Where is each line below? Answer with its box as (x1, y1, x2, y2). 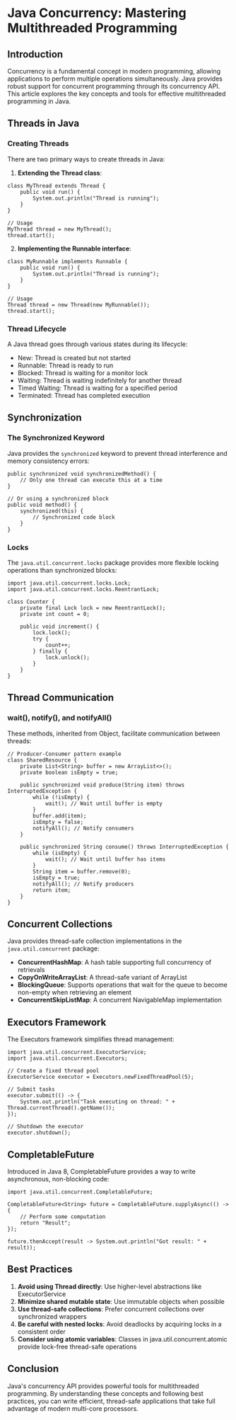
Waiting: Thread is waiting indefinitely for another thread (17, 376, 182, 384)
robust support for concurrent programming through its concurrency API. (7, 82, 220, 90)
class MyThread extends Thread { (7, 182, 106, 189)
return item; (33, 886, 71, 893)
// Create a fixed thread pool (7, 1067, 100, 1075)
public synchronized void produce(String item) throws (20, 781, 185, 789)
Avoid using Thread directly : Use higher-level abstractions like (17, 1282, 202, 1290)
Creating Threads (7, 139, 69, 149)
